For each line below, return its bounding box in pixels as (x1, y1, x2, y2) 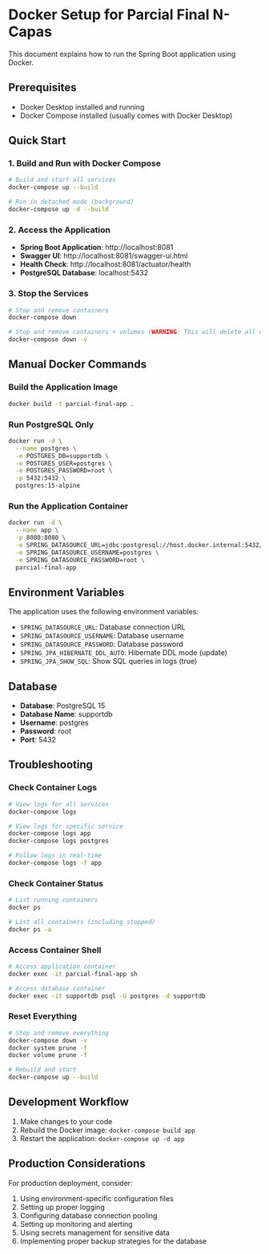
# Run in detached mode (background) (8, 198, 134, 206)
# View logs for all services (8, 800, 110, 808)
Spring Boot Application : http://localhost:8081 (19, 243, 174, 252)
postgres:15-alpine (15, 482, 81, 490)
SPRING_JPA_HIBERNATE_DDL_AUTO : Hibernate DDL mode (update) (19, 648, 228, 657)
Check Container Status (8, 878, 104, 889)
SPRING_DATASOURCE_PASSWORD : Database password (19, 639, 184, 649)
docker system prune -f (8, 1043, 88, 1052)
